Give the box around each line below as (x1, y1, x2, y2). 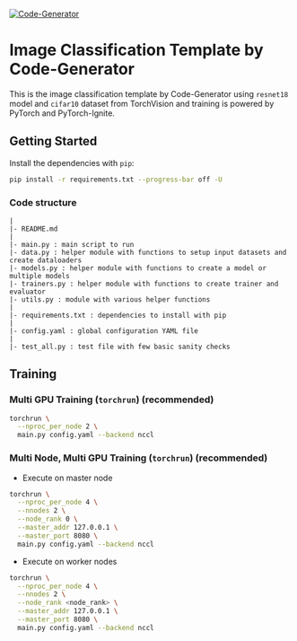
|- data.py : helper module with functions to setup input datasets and (9, 248, 287, 257)
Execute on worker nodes (22, 556, 118, 566)
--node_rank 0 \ (17, 514, 78, 524)
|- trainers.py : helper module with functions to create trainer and (9, 279, 279, 288)
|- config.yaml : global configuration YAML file (9, 326, 199, 336)
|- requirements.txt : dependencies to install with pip (9, 311, 227, 320)
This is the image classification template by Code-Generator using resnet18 (9, 88, 289, 99)
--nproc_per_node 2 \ (17, 422, 99, 431)
